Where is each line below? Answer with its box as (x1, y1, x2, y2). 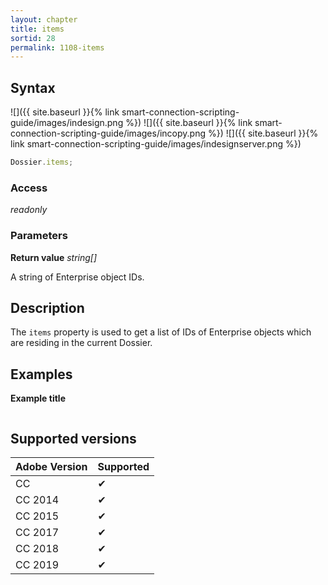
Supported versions (10, 430, 137, 447)
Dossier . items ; (10, 157, 74, 168)
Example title (10, 392, 66, 405)
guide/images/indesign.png (10, 117, 124, 129)
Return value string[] (10, 251, 98, 263)
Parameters (10, 229, 68, 243)
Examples (10, 366, 73, 383)
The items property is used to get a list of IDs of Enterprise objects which (10, 326, 312, 338)
